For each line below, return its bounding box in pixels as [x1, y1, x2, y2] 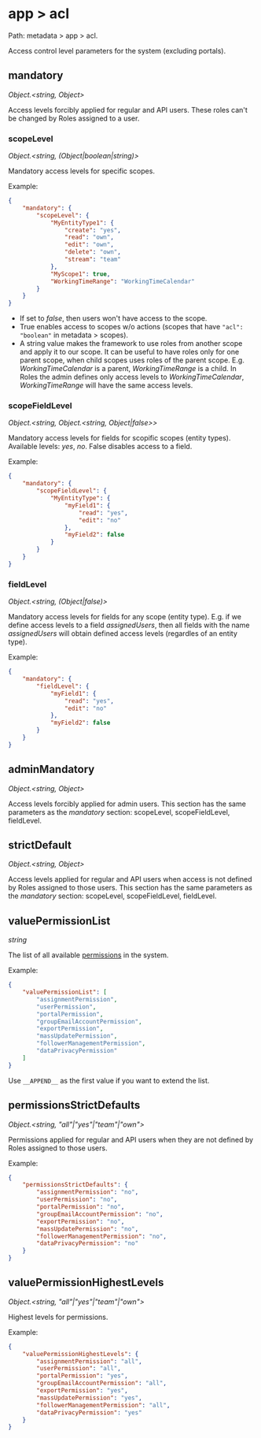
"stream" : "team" [64, 255, 122, 264]
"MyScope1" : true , [50, 269, 111, 278]
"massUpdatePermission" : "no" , [36, 1224, 139, 1233]
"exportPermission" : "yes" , [36, 1387, 128, 1395]
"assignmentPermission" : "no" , [36, 1188, 139, 1196]
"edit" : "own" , [64, 241, 114, 249]
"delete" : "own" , [64, 248, 122, 256]
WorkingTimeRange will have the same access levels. [19, 381, 193, 390]
